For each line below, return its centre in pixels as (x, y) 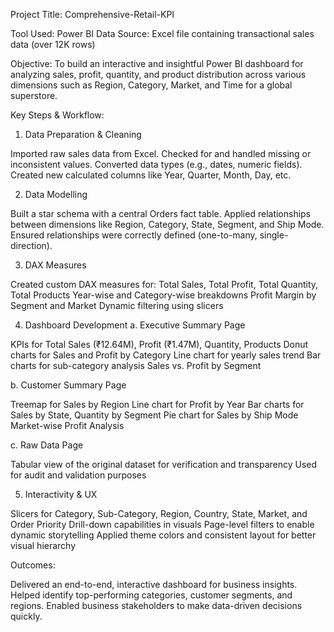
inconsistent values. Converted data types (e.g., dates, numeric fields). (156, 164)
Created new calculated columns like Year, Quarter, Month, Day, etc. (151, 175)
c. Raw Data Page (47, 445)
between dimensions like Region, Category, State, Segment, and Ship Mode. (167, 224)
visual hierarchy (43, 545)
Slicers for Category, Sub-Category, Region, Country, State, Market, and (159, 513)
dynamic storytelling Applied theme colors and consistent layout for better (163, 535)
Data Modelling (56, 194)
